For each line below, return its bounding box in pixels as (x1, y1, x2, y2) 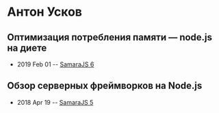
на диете (7, 42, 47, 53)
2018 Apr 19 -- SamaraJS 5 (16, 98, 94, 106)
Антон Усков (7, 4, 82, 20)
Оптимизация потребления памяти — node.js (7, 32, 213, 43)
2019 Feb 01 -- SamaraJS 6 (16, 60, 94, 68)
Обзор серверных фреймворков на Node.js (7, 80, 203, 92)
